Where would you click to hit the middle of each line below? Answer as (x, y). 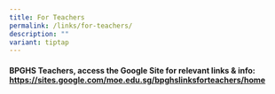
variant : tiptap (39, 42)
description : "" (39, 34)
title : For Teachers (47, 17)
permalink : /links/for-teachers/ (71, 26)
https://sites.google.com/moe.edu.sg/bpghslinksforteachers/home (137, 80)
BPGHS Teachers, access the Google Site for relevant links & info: (132, 70)
